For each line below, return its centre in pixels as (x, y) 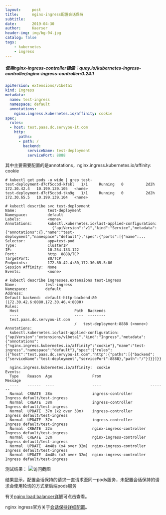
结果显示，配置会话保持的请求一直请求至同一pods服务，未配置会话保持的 (80, 480)
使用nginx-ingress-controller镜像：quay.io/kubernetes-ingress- (73, 68)
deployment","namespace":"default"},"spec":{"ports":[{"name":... (76, 237)
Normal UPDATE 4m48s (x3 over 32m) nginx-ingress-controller (78, 455)
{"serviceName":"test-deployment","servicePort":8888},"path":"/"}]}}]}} (83, 359)
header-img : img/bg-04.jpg (33, 33)
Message (13, 381)
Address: (14, 294)
